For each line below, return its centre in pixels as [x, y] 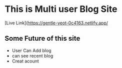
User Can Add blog [31, 50]
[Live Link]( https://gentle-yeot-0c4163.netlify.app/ [56, 23]
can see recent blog [32, 56]
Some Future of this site [42, 38]
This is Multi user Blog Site [61, 9]
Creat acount [25, 61]
